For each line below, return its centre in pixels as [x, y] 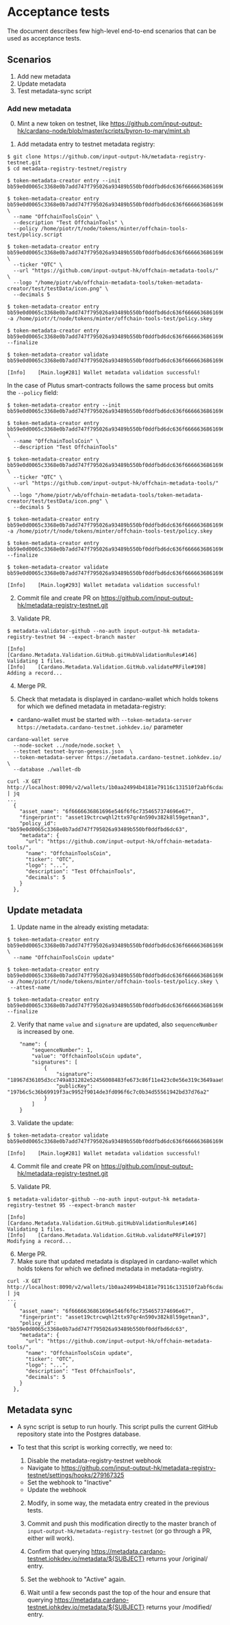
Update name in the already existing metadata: [83, 927]
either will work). [51, 1538]
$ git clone [24, 157]
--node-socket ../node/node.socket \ [67, 746]
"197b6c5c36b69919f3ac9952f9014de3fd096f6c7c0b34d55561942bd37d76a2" [108, 1092]
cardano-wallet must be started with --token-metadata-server [104, 720]
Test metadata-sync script [54, 91]
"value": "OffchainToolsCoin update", [87, 1056]
